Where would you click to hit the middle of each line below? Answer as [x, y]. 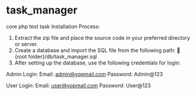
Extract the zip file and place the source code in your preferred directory [102, 38]
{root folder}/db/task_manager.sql [56, 56]
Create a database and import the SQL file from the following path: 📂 [97, 50]
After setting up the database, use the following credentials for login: [97, 63]
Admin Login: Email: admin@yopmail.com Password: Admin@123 [85, 74]
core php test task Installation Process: [53, 26]
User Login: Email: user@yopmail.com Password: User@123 [79, 85]
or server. [26, 44]
